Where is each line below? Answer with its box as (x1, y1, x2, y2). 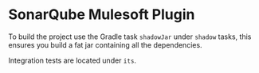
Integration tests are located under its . (8, 56, 137, 65)
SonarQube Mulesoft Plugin (8, 6, 195, 24)
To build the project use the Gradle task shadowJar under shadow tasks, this (8, 32, 252, 41)
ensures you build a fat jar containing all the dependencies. (8, 40, 202, 49)
